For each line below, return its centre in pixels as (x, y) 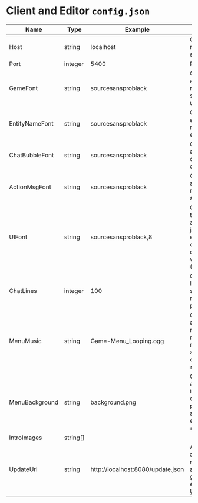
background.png (113, 402)
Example (137, 29)
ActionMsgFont (30, 187)
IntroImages (26, 438)
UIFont (18, 237)
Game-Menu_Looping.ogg (127, 341)
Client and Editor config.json (78, 11)
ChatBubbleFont (32, 155)
